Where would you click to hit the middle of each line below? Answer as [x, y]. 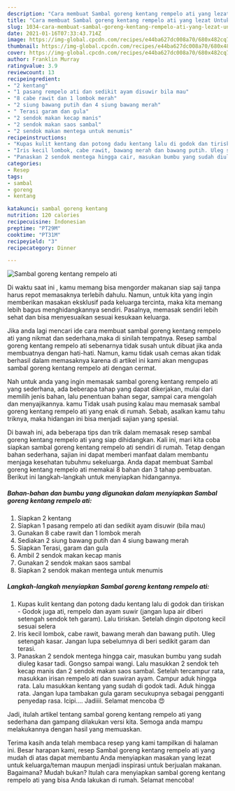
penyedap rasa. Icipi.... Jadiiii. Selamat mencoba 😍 [91, 701]
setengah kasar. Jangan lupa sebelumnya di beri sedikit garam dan [114, 641]
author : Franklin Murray [43, 60]
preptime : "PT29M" [34, 228]
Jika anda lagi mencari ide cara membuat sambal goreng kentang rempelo [114, 331]
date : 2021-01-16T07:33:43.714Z [54, 33]
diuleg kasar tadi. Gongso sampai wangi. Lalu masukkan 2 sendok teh [118, 663]
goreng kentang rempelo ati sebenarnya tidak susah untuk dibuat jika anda [115, 346]
